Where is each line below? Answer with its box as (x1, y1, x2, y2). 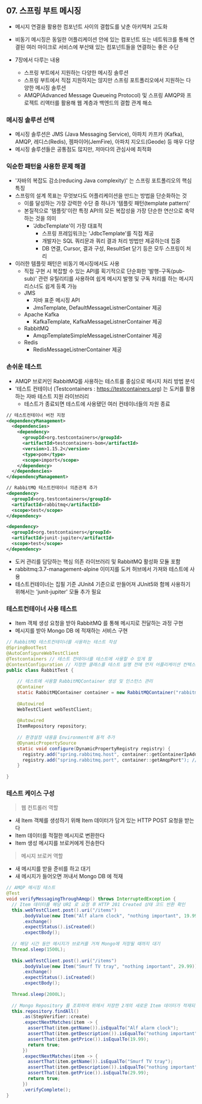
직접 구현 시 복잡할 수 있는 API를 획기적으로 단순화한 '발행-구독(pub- (23, 267, 185, 275)
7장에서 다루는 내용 (14, 56, 60, 63)
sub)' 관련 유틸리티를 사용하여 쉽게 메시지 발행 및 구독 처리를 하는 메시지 (23, 275, 194, 282)
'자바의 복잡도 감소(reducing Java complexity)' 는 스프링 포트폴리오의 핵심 (14, 177, 192, 184)
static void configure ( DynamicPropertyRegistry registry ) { (17, 745, 171, 751)
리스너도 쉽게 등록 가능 (23, 282, 78, 290)
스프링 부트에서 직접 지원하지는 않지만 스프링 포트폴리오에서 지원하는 (23, 76, 185, 83)
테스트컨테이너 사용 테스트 (6, 604, 78, 613)
